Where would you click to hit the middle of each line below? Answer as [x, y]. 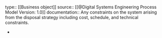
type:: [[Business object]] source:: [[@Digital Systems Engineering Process [81, 7]
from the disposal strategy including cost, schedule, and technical [72, 17]
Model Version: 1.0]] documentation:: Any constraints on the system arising [81, 12]
